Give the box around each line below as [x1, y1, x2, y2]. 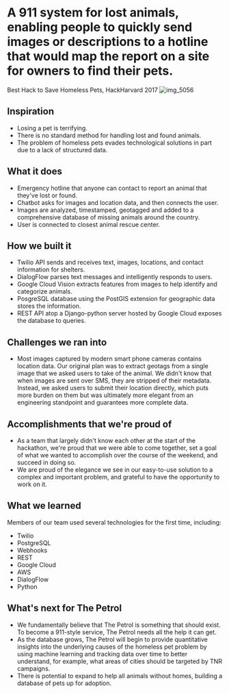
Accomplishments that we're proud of [7, 418, 172, 430]
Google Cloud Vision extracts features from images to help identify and [16, 280, 217, 289]
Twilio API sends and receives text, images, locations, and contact [16, 259, 204, 267]
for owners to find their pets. [7, 63, 174, 79]
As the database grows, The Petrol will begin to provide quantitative [16, 635, 208, 643]
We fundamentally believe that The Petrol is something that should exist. [16, 621, 221, 629]
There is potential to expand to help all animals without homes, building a [16, 671, 223, 680]
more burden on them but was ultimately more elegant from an [16, 391, 193, 399]
